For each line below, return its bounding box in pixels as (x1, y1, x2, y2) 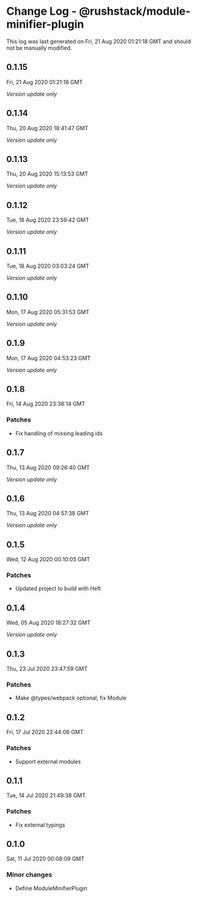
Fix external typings (15, 821, 65, 829)
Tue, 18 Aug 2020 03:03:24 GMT (6, 262, 90, 270)
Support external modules (15, 757, 81, 765)
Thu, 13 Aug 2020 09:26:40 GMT (6, 464, 90, 471)
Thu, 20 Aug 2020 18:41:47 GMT (6, 124, 89, 131)
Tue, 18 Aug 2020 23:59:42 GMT (6, 216, 89, 224)
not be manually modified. (6, 44, 72, 52)
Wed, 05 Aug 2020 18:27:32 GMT (6, 619, 91, 627)
